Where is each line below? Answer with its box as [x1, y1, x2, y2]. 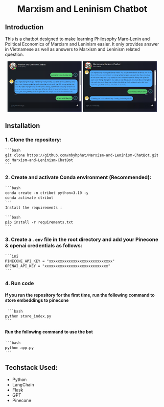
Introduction [5, 23, 44, 31]
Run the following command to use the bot [5, 329, 93, 335]
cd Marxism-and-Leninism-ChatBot [5, 158, 73, 163]
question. [5, 51, 24, 57]
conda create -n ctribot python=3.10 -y [5, 191, 89, 195]
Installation [5, 121, 40, 130]
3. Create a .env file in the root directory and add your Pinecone [5, 236, 159, 243]
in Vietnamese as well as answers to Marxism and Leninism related [5, 47, 141, 52]
